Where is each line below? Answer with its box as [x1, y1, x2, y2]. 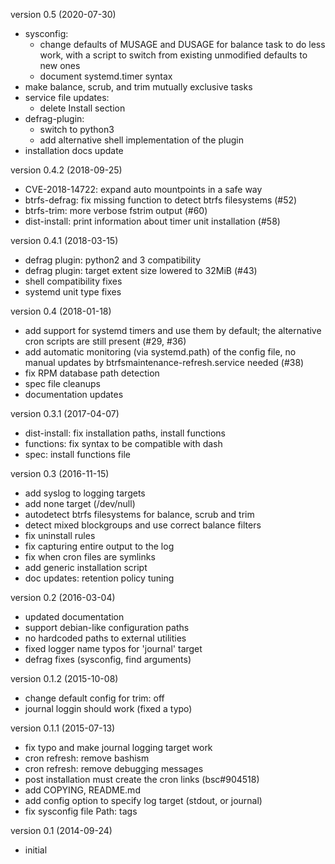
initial [24, 844, 48, 856]
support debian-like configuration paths [24, 622, 190, 633]
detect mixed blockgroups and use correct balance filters [24, 519, 262, 531]
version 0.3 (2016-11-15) [10, 468, 110, 479]
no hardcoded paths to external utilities [24, 632, 187, 644]
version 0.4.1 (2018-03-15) [10, 235, 119, 246]
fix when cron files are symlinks [24, 551, 156, 563]
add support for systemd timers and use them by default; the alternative [24, 325, 322, 336]
